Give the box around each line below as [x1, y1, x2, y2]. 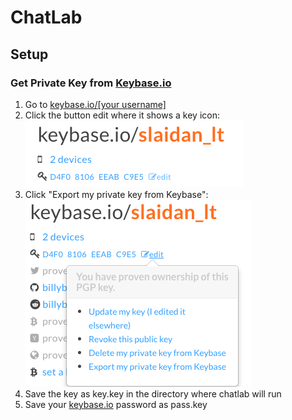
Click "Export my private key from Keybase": [24, 188, 209, 200]
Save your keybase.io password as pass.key [24, 398, 208, 410]
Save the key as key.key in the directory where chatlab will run [24, 387, 282, 400]
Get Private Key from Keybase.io [10, 76, 172, 90]
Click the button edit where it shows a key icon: [24, 109, 220, 121]
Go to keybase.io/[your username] [24, 98, 167, 110]
